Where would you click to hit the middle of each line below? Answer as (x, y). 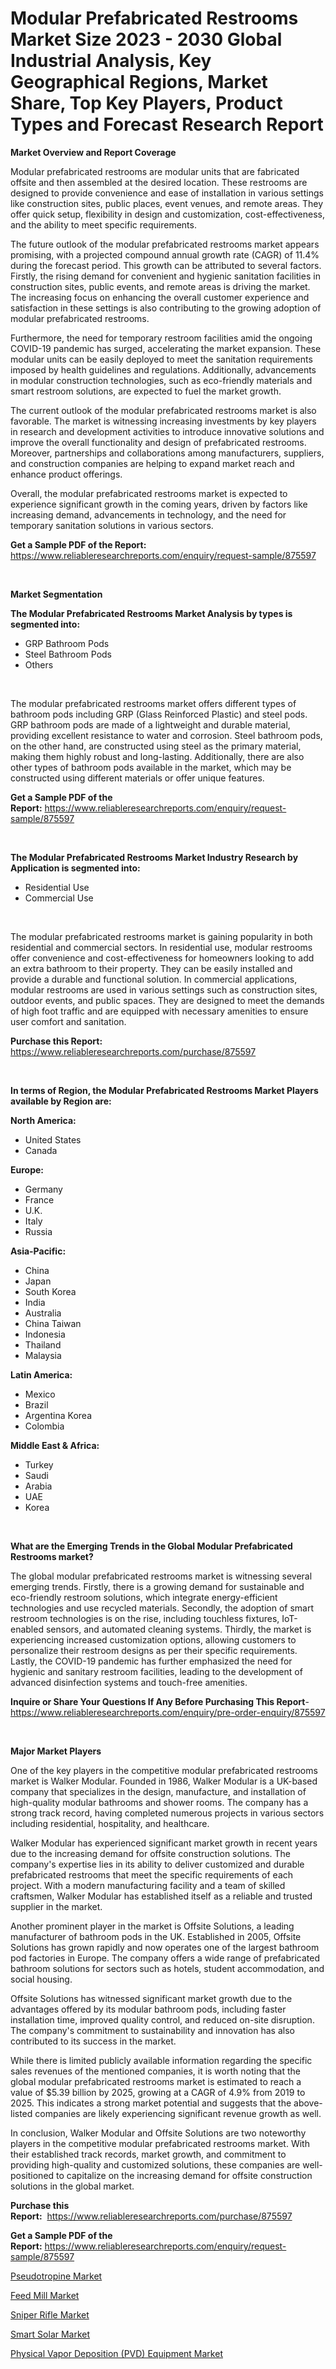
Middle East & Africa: (55, 1445)
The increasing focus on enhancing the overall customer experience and (160, 297)
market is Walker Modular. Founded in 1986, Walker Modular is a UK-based (164, 1781)
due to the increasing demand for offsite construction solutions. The (151, 1853)
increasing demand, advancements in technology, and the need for (148, 514)
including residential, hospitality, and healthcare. (110, 1823)
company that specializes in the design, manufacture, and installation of (158, 1791)
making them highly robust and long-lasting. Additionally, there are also (157, 756)
